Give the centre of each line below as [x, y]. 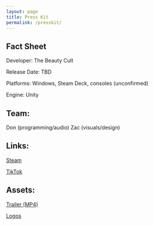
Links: [18, 146]
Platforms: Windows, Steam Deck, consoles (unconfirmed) [77, 84]
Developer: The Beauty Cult [40, 61]
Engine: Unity [22, 95]
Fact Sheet [26, 46]
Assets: [21, 190]
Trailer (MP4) [22, 204]
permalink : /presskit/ [34, 22]
